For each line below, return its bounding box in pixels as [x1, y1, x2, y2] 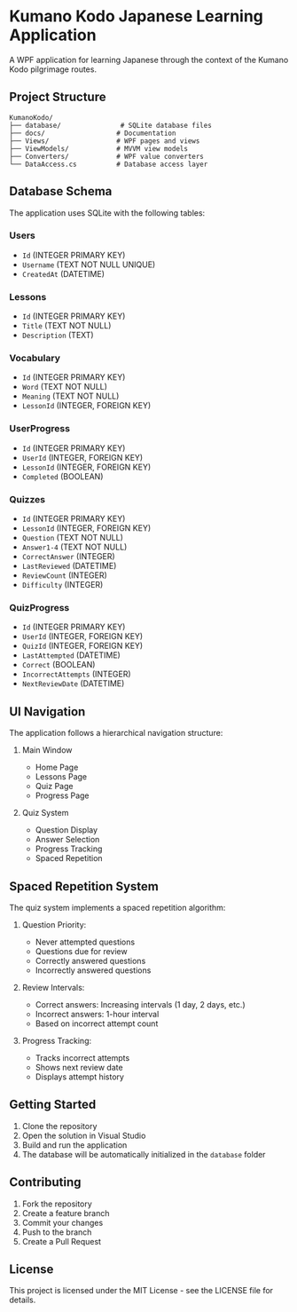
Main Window [21, 745, 73, 755]
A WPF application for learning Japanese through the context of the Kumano [9, 54, 289, 65]
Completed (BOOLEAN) [21, 470, 104, 481]
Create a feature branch [21, 1207, 110, 1218]
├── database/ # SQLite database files [9, 121, 213, 130]
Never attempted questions [35, 937, 136, 947]
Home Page [35, 762, 79, 773]
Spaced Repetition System [9, 879, 160, 894]
